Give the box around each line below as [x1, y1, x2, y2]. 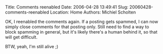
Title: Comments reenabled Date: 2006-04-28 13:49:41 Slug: [5, 4, 128, 10]
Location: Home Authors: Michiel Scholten [50, 9, 136, 15]
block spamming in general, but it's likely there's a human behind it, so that [5, 29, 158, 35]
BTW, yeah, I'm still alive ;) [5, 44, 58, 49]
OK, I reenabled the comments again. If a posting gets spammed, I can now [5, 19, 159, 24]
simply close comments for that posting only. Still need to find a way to [5, 24, 149, 30]
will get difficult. [5, 34, 38, 40]
